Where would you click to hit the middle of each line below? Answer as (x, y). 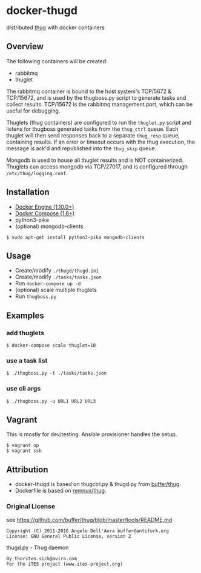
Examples (25, 315)
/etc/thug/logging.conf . (37, 173)
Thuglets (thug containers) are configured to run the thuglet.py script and (99, 122)
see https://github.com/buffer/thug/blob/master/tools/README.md (89, 519)
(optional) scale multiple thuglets (56, 290)
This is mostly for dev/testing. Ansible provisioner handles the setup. (92, 434)
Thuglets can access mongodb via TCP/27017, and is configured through (97, 166)
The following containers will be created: (57, 61)
